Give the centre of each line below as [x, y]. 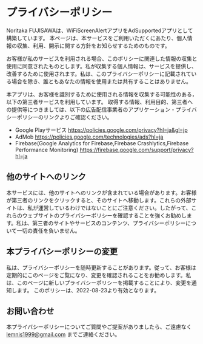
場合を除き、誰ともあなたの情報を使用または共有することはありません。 [101, 81]
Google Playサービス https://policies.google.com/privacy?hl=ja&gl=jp [101, 130]
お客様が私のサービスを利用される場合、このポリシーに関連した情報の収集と [102, 58]
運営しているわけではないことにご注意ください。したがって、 [115, 208]
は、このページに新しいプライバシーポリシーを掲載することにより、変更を [99, 283]
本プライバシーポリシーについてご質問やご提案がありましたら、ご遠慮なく [99, 327]
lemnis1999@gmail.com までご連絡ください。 [63, 334]
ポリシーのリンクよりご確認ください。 [65, 117]
